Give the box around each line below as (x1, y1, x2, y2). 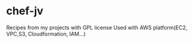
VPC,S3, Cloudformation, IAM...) (6, 30, 86, 37)
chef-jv (6, 4, 44, 18)
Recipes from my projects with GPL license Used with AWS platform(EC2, (6, 24, 188, 31)
